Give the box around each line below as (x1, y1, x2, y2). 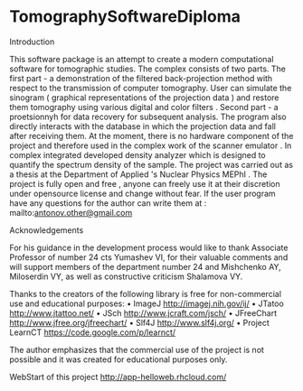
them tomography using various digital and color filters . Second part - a (9, 101, 279, 112)
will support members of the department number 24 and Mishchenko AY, (9, 261, 282, 272)
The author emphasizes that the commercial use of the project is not (9, 344, 265, 355)
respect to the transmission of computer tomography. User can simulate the (9, 82, 292, 93)
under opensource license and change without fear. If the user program (9, 188, 276, 199)
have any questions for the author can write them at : (9, 197, 207, 209)
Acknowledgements (9, 224, 84, 236)
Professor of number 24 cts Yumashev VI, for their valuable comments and (9, 251, 289, 263)
